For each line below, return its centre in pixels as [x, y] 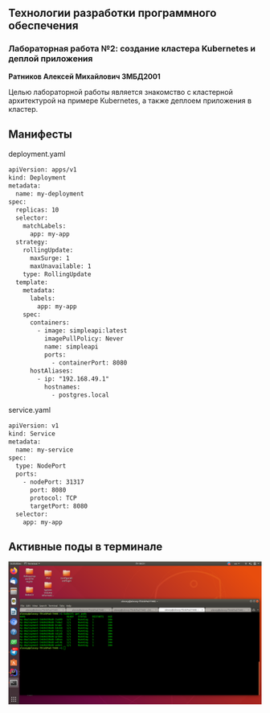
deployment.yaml [37, 154]
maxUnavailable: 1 [60, 266]
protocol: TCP [53, 498]
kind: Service [32, 434]
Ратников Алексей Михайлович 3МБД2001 [84, 76]
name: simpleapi [71, 346]
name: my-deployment [50, 194]
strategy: [32, 242]
